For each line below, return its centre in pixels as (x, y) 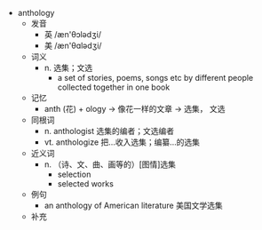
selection (74, 174)
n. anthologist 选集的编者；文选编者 (109, 131)
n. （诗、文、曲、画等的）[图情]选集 (110, 164)
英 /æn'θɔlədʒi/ (73, 34)
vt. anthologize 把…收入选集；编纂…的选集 (122, 142)
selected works (85, 184)
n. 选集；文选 (68, 67)
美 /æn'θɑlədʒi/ (73, 45)
